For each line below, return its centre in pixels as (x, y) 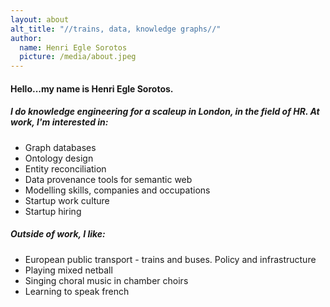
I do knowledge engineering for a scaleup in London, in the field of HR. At (165, 112)
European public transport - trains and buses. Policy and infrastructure (170, 259)
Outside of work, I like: (58, 234)
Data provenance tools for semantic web (108, 179)
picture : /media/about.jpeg (78, 57)
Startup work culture (67, 200)
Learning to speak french (77, 291)
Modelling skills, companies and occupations (117, 190)
